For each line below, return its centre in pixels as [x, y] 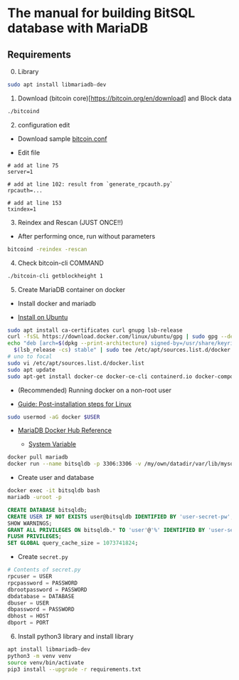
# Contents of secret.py [44, 570]
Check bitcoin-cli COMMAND [61, 263]
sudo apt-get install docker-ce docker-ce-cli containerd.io [100, 376]
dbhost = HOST [28, 616]
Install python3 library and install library [75, 636]
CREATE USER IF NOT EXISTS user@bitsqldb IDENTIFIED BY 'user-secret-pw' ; [121, 517]
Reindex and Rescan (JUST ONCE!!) [70, 222]
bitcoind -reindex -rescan [47, 249]
